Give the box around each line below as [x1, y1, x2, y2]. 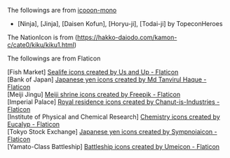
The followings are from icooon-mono [7, 6, 117, 14]
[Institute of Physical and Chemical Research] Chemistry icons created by [7, 112, 221, 121]
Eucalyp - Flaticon [7, 120, 60, 129]
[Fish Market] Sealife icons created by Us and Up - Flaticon [7, 68, 179, 76]
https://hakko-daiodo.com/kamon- [76, 33, 177, 41]
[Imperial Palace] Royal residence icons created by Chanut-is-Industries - [7, 98, 220, 106]
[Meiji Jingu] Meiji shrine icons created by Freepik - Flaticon [7, 91, 181, 98]
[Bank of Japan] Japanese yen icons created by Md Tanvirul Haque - [7, 75, 207, 84]
